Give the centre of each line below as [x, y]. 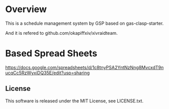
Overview [26, 9]
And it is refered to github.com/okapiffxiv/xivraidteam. [61, 33]
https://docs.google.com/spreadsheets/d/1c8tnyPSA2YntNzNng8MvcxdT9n [85, 67]
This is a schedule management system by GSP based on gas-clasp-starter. [85, 23]
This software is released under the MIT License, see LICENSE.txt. [74, 101]
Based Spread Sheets [51, 53]
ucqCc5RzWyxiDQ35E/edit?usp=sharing [48, 73]
